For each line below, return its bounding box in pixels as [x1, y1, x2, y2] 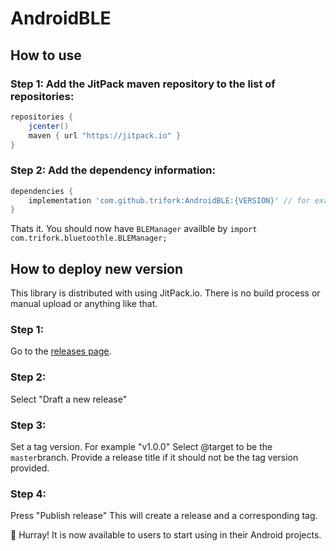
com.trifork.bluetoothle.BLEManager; [10, 233, 168, 244]
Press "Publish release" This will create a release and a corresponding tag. [10, 510, 318, 522]
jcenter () [28, 121, 70, 131]
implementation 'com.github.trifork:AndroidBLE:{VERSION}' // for [28, 195, 311, 206]
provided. [10, 462, 50, 474]
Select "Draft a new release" [10, 393, 128, 405]
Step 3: [10, 418, 47, 432]
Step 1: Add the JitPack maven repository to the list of [10, 77, 276, 91]
